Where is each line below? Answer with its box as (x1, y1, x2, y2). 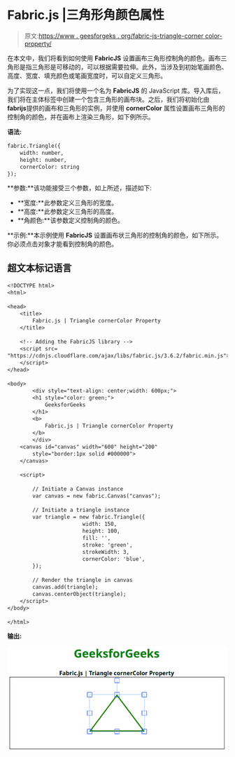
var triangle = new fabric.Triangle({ (32, 513, 145, 520)
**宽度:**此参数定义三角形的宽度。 (17, 198, 117, 207)
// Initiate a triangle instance (32, 506, 130, 513)
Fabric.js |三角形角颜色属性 (7, 7, 165, 23)
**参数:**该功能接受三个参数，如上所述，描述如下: (7, 184, 152, 192)
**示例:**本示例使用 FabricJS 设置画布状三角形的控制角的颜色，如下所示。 (7, 231, 223, 239)
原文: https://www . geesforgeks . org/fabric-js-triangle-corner (24, 32, 204, 40)
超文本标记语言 (7, 262, 72, 274)
